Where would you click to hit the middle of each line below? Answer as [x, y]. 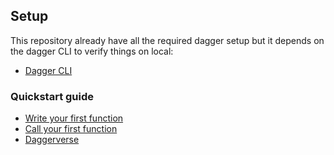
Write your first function [74, 118]
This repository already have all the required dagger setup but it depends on [167, 40]
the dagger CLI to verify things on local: [92, 51]
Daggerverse [52, 140]
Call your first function [71, 129]
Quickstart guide [52, 96]
